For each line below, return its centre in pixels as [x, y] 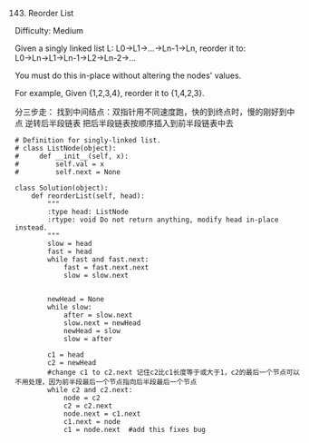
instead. [31, 228]
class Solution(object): [62, 188]
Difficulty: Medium [49, 30]
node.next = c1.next [102, 414]
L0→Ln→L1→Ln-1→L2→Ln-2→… [76, 58]
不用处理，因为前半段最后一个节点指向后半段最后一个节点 [106, 382]
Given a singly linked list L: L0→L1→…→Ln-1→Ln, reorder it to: [130, 48]
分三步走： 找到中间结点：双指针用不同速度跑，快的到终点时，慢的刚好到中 [155, 112]
